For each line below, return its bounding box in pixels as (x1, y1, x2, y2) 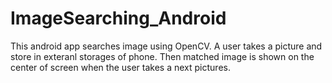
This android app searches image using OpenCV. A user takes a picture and (10, 40, 323, 52)
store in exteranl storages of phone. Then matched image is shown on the (10, 50, 315, 62)
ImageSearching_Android (10, 7, 227, 30)
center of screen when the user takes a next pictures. (10, 61, 231, 73)
